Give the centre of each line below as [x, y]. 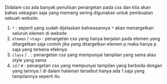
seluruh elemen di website [39, 33]
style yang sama [29, 60]
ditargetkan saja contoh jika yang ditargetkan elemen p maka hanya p [84, 44]
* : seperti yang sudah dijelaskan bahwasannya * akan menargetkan [83, 28]
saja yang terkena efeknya [39, 49]
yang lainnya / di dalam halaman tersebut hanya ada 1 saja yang [78, 71]
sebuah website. [22, 18]
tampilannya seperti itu [36, 76]
